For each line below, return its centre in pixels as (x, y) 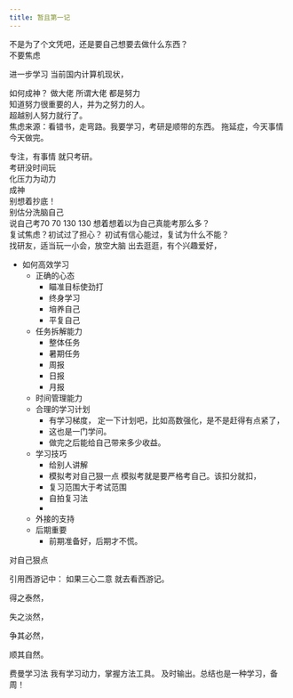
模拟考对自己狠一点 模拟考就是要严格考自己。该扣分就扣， (155, 475)
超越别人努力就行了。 (48, 115)
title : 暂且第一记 (40, 17)
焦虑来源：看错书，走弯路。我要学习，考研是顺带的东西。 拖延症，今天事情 (146, 126)
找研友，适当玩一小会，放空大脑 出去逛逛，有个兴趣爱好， (115, 245)
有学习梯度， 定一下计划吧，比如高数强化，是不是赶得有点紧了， (166, 420)
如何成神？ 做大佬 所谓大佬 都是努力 (75, 93)
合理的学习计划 (63, 409)
